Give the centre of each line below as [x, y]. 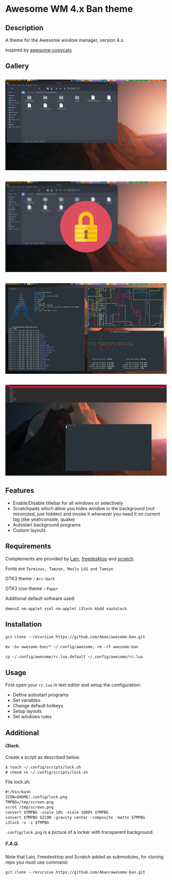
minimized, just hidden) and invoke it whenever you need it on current [86, 514]
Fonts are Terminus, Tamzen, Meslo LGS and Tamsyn [59, 569]
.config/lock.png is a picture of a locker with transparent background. [80, 832]
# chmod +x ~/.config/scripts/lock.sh [47, 772]
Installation [24, 624]
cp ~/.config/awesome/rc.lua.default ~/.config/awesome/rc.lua [74, 657]
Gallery [17, 66]
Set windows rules [32, 717]
